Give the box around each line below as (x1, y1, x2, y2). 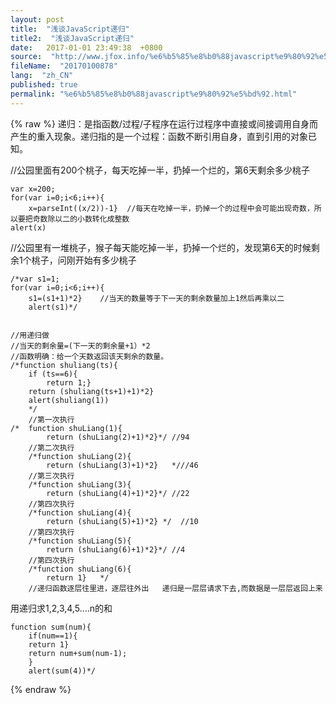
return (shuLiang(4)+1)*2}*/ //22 (46, 488, 190, 498)
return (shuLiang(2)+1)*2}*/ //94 (46, 432, 190, 442)
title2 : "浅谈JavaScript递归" (10, 33, 135, 43)
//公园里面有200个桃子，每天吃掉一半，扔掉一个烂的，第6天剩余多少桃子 (10, 164, 310, 176)
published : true (10, 80, 78, 90)
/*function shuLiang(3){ (28, 479, 132, 490)
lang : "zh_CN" (10, 71, 74, 81)
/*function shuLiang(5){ (28, 536, 132, 546)
